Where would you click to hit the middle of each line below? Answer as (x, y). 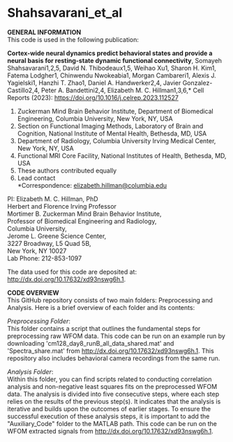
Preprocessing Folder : (39, 321)
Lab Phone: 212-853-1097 (45, 258)
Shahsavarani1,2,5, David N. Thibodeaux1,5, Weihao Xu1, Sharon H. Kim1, (112, 68)
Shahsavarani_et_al (65, 13)
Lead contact (36, 178)
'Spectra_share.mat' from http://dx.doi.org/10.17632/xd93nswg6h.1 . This (111, 351)
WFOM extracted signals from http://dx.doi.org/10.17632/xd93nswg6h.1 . (111, 431)
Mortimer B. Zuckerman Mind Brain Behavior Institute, (84, 214)
